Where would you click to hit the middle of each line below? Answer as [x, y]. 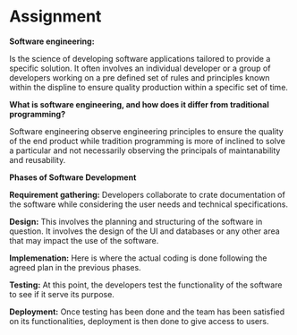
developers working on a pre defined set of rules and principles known [140, 77]
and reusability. [38, 159]
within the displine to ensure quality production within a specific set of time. [149, 87]
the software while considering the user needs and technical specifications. [149, 204]
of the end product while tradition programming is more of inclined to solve [148, 141]
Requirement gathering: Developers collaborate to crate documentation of [148, 194]
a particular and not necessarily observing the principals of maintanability [145, 150]
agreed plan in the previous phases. [75, 267]
